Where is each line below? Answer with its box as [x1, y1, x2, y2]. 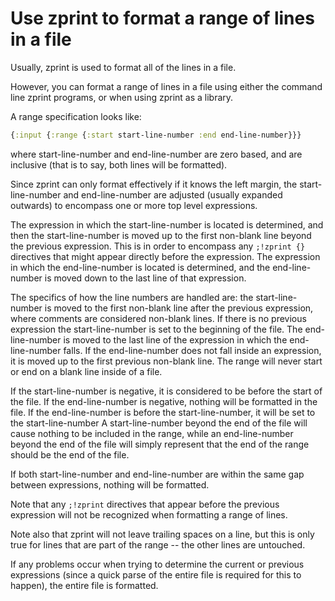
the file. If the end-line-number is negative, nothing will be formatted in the [10, 395, 318, 407]
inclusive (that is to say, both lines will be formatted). [10, 158, 228, 171]
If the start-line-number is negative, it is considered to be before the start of [10, 385, 323, 397]
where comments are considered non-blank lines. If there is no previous [10, 312, 307, 324]
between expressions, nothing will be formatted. [10, 478, 210, 491]
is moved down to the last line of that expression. [44, 272, 247, 284]
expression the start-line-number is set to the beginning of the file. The [10, 323, 303, 335]
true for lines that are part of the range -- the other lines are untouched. [10, 538, 306, 551]
